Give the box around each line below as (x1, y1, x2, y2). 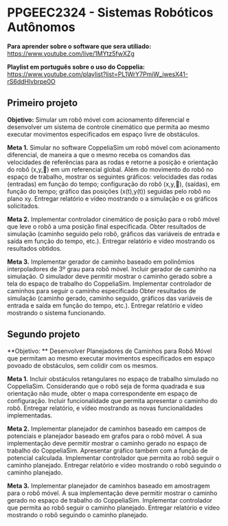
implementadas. (7, 411, 53, 420)
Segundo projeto (7, 328, 80, 341)
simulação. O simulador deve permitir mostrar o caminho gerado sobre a (7, 272, 213, 280)
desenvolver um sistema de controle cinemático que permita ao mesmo (7, 122, 210, 131)
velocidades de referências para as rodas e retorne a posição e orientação (7, 158, 218, 166)
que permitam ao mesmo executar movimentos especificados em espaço (7, 354, 215, 362)
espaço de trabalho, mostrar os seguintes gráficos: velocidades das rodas (7, 172, 218, 181)
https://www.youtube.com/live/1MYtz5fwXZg (7, 49, 135, 58)
